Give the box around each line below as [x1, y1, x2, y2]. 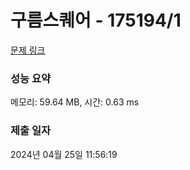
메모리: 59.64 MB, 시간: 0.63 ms [10, 96, 140, 108]
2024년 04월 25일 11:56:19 [10, 148, 118, 160]
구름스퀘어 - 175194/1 [10, 9, 182, 32]
